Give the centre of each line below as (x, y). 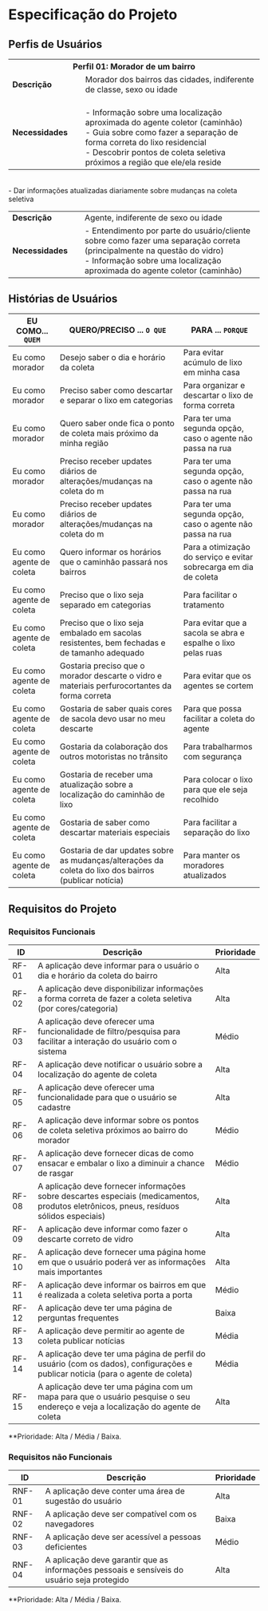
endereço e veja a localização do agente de (119, 1407)
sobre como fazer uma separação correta (163, 240)
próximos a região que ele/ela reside (153, 162)
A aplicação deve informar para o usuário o (118, 966)
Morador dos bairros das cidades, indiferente (169, 79)
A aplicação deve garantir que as (107, 1560)
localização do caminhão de (112, 794)
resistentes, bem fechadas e (112, 643)
